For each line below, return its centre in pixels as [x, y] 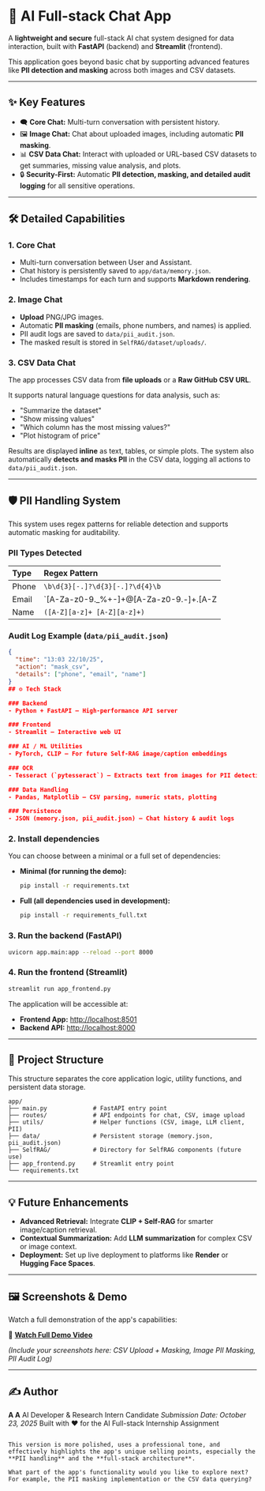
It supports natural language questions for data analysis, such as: [114, 395]
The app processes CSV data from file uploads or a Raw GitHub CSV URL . [130, 380]
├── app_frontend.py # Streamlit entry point [91, 1164]
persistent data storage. [47, 1087]
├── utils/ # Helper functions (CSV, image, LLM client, [127, 1122]
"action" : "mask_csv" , [52, 667]
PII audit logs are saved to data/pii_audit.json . [97, 333]
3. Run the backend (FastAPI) [65, 936]
